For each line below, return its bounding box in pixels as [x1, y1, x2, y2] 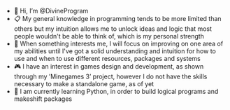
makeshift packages [13, 95, 72, 103]
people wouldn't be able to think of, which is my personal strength [13, 32, 205, 40]
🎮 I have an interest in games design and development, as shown [13, 62, 204, 70]
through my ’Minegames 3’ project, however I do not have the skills [13, 72, 208, 81]
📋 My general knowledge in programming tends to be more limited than [13, 15, 222, 22]
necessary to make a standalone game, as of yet [13, 80, 154, 88]
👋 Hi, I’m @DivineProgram [13, 7, 89, 15]
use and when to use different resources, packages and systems [13, 55, 201, 62]
